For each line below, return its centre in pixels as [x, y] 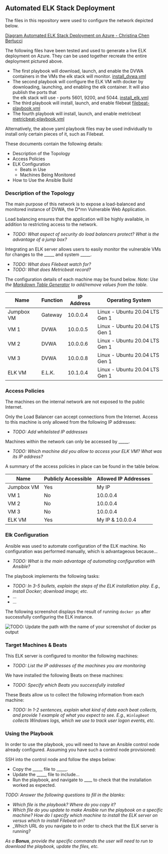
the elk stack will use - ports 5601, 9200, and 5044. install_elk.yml [80, 97]
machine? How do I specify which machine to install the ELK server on [85, 815]
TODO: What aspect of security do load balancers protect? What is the [86, 234]
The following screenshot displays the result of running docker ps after [78, 612]
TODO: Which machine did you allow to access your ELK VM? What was [87, 451]
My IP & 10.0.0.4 [116, 520]
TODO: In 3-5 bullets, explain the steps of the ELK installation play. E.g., [86, 586]
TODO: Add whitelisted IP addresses [50, 432]
